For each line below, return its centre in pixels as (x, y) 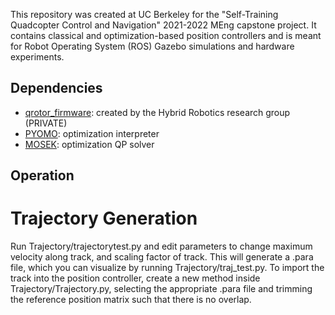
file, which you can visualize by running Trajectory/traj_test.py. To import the (167, 268)
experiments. (37, 57)
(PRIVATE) (46, 123)
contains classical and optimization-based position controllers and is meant (166, 35)
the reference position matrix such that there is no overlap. (131, 300)
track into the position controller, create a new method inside (135, 278)
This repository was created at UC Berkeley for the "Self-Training (144, 14)
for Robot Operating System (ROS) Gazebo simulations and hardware (152, 46)
